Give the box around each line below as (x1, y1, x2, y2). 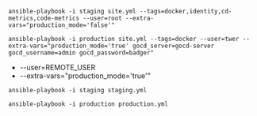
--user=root (82, 14, 123, 22)
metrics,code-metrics (8, 14, 80, 22)
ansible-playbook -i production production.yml (8, 100, 169, 108)
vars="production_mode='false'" (8, 21, 115, 29)
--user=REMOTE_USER (19, 63, 96, 72)
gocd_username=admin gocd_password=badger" (8, 49, 155, 57)
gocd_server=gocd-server (132, 42, 215, 50)
